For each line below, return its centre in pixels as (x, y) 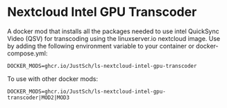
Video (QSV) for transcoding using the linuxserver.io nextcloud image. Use (114, 38)
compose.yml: (27, 53)
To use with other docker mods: (53, 79)
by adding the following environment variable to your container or (101, 46)
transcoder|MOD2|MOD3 (39, 98)
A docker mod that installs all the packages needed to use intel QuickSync (113, 31)
